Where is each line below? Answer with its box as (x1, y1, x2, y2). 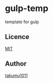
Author (5, 60, 26, 68)
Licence (5, 33, 30, 41)
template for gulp (5, 19, 40, 25)
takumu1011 (5, 72, 28, 78)
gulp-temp (5, 3, 49, 14)
